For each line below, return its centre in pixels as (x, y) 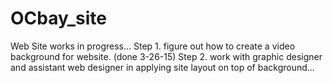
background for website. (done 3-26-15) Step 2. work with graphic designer (166, 56)
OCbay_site (58, 18)
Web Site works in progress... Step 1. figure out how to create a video (153, 46)
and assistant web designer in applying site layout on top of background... (162, 67)
